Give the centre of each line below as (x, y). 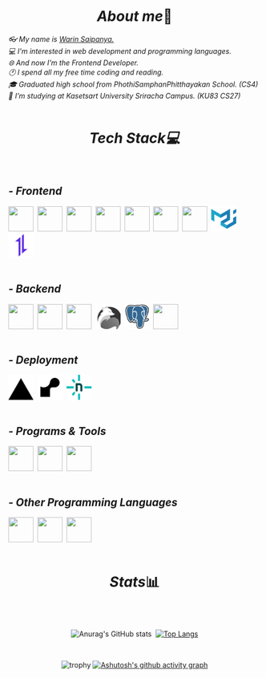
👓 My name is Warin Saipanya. (61, 39)
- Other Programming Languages (93, 502)
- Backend (35, 289)
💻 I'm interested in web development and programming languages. (120, 51)
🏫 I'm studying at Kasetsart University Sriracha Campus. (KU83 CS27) (125, 95)
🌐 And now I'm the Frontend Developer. (73, 63)
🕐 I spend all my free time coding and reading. (86, 72)
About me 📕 (135, 16)
